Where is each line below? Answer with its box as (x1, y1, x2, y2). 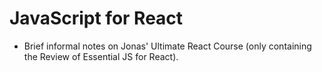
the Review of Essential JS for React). (23, 50, 179, 62)
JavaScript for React (9, 7, 184, 30)
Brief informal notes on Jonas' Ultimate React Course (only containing (23, 40, 312, 52)
